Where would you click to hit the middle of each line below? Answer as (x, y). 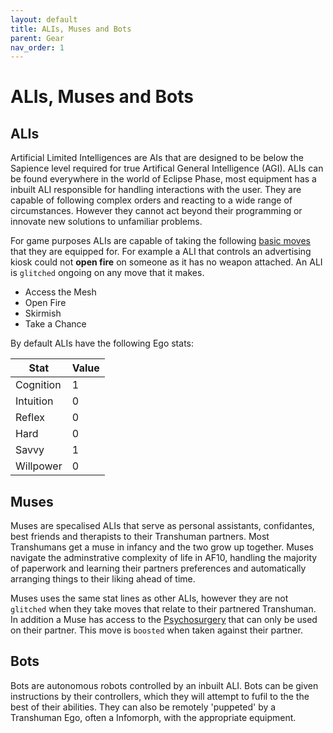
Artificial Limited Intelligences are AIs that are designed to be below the (157, 158)
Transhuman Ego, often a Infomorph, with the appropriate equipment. (153, 717)
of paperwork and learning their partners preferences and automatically (158, 568)
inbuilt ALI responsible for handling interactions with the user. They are (156, 190)
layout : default (44, 19)
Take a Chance (55, 324)
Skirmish (43, 313)
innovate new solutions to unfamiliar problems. (106, 222)
